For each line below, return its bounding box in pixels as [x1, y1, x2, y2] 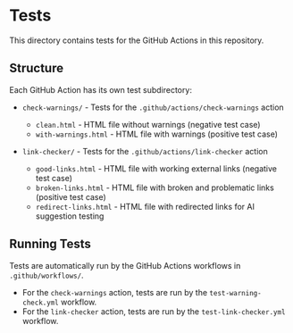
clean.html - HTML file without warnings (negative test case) [35, 119, 261, 129]
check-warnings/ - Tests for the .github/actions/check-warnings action [21, 102, 284, 112]
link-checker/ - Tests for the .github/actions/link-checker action [21, 146, 268, 156]
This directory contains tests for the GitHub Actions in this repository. [9, 35, 264, 46]
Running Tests [9, 237, 91, 252]
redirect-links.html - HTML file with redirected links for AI [35, 201, 255, 212]
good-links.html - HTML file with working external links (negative [35, 162, 278, 174]
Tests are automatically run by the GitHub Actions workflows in [9, 260, 241, 271]
